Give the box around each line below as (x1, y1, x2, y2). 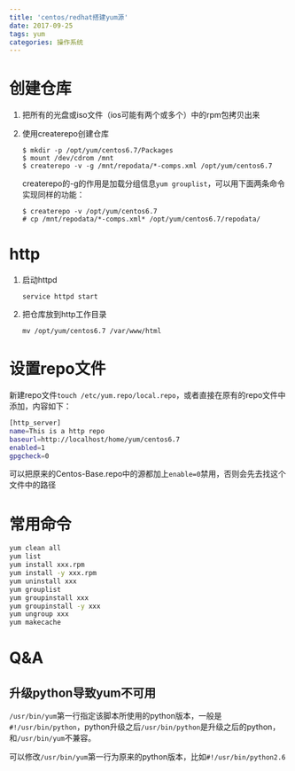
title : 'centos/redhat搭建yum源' (9, 12, 128, 22)
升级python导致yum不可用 (9, 685, 157, 700)
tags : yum (9, 29, 46, 38)
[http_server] (9, 418, 62, 428)
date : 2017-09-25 (9, 21, 74, 30)
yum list (9, 552, 42, 561)
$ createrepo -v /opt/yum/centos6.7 (21, 207, 158, 216)
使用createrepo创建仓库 (21, 128, 109, 139)
